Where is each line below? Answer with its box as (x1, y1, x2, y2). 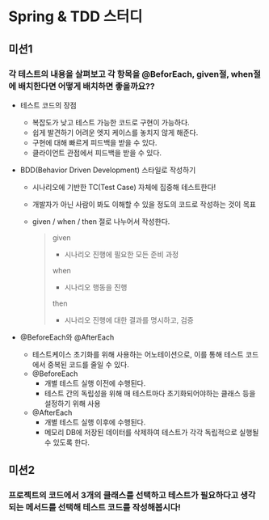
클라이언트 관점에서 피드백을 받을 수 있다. (32, 147, 162, 158)
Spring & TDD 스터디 (8, 7, 143, 26)
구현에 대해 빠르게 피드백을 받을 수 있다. (32, 137, 158, 147)
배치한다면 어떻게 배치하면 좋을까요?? (17, 80, 155, 91)
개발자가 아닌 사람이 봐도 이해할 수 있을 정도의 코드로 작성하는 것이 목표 (32, 199, 257, 209)
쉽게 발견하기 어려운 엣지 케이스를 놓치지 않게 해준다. (32, 127, 199, 137)
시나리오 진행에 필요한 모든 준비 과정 (64, 249, 179, 259)
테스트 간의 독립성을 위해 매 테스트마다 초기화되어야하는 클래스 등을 (44, 388, 256, 398)
